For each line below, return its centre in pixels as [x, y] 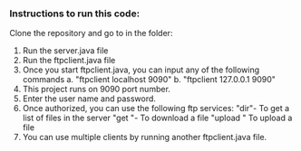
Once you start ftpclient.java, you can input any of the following [141, 70]
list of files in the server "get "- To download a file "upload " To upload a [157, 118]
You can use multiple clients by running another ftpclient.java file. [145, 137]
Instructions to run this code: [75, 14]
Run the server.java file [65, 51]
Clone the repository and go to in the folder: [91, 33]
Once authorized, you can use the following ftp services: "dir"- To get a [156, 109]
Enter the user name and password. [89, 99]
